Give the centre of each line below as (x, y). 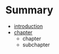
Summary (29, 10)
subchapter (36, 45)
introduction (28, 26)
